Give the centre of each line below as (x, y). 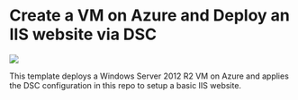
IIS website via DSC (83, 34)
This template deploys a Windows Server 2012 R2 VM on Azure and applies (149, 76)
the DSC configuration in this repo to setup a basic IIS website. (125, 85)
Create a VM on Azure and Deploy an (150, 16)
